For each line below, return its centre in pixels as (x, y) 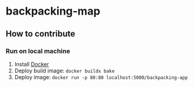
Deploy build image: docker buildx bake (65, 71)
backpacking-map (53, 11)
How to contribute (41, 34)
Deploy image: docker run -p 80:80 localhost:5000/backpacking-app (101, 77)
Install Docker (32, 64)
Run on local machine (38, 51)
